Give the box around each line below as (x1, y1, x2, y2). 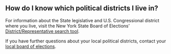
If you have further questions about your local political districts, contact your (5, 38, 166, 44)
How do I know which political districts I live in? (5, 4, 158, 13)
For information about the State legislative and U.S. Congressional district (5, 17, 160, 23)
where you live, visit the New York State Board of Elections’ (5, 23, 130, 29)
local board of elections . (5, 43, 56, 49)
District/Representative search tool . (5, 28, 80, 34)
